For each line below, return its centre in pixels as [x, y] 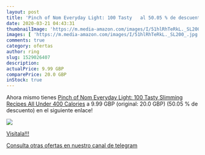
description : [23, 63]
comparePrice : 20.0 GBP [37, 74]
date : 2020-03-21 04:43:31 [41, 23]
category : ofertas [30, 46]
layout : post [23, 12]
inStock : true [24, 80]
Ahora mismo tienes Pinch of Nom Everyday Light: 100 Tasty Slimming [95, 98]
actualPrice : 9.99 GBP [35, 69]
